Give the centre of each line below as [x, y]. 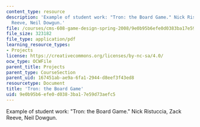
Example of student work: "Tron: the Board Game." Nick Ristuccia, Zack [94, 111]
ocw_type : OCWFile [29, 61]
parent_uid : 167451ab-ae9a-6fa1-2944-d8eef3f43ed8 [70, 78]
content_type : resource [36, 12]
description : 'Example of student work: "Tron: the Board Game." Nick [96, 17]
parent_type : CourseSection [41, 72]
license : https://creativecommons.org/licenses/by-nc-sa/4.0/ [85, 56]
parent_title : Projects [36, 67]
